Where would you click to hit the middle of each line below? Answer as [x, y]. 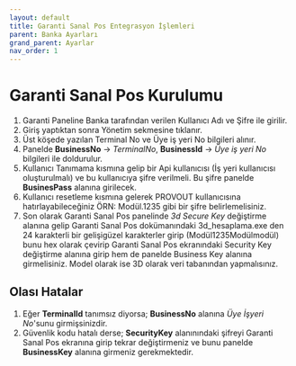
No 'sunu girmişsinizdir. [65, 323]
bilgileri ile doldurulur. [63, 159]
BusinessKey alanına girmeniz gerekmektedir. [108, 352]
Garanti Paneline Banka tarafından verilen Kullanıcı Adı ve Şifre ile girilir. [155, 121]
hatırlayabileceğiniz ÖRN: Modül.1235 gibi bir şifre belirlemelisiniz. [144, 207]
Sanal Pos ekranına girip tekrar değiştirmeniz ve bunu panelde [138, 342]
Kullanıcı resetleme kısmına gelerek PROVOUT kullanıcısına [131, 197]
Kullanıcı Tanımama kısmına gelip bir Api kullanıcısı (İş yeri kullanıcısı [149, 168]
